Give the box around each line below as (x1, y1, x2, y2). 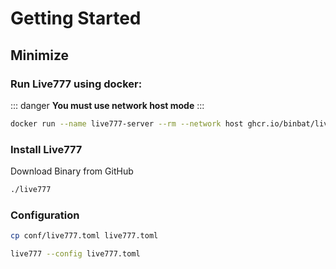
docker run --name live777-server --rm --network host (10, 118, 244, 129)
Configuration (10, 208, 80, 222)
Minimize (10, 47, 69, 64)
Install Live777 (10, 142, 83, 156)
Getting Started (10, 7, 142, 30)
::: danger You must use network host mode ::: (10, 99, 205, 111)
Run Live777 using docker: (10, 77, 143, 91)
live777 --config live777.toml (10, 249, 141, 259)
